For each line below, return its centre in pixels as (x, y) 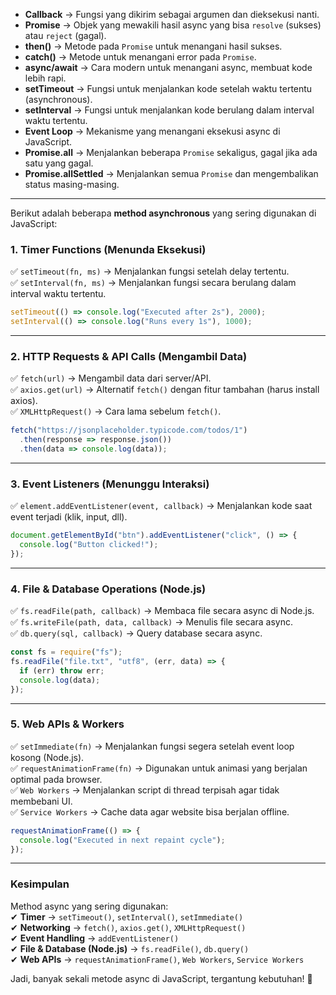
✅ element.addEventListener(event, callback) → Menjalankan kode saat (161, 506)
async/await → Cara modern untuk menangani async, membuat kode (168, 67)
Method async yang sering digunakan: (89, 906)
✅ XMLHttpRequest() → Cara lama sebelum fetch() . (116, 411)
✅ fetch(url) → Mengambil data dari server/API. (111, 378)
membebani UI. (41, 801)
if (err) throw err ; (62, 670)
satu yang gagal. (59, 163)
